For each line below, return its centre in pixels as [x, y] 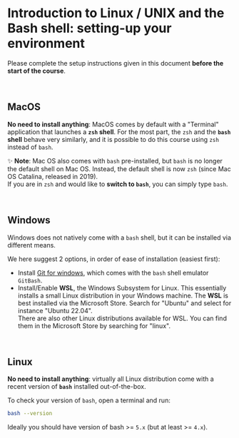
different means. [31, 245]
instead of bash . [30, 147]
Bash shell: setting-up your [90, 28]
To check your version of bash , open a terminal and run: [89, 400]
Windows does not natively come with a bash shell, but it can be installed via [119, 238]
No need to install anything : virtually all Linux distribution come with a [111, 379]
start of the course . [37, 71]
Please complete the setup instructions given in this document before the [116, 63]
